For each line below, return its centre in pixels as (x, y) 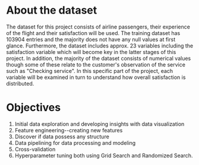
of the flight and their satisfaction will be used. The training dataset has (93, 33)
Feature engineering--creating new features (69, 130)
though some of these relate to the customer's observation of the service (96, 64)
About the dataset (52, 10)
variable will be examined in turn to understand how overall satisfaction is (96, 77)
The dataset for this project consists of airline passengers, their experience (98, 27)
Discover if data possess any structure (62, 137)
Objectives (34, 108)
